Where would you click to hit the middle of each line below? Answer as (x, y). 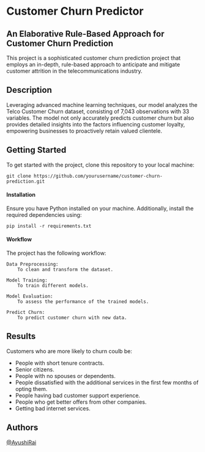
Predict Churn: (26, 313)
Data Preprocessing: (33, 264)
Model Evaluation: (30, 297)
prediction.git (26, 181)
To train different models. (53, 286)
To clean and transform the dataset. (65, 270)
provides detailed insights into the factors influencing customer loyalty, (96, 124)
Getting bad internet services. (53, 408)
